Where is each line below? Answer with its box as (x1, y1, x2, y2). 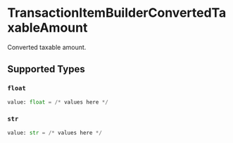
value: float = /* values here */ (7, 98, 109, 106)
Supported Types (7, 63, 86, 75)
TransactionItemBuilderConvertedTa (7, 5, 227, 21)
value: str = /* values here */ (7, 129, 102, 136)
